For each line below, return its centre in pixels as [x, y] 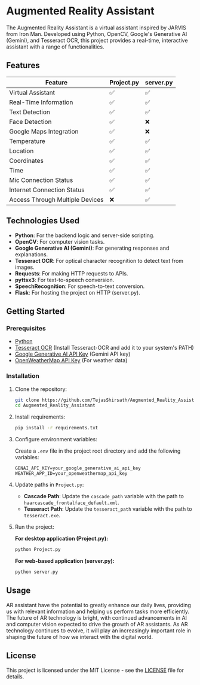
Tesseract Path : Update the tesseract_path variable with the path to [108, 509]
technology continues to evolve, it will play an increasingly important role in [99, 631]
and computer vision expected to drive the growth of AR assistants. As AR [97, 624]
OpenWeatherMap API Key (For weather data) [71, 360]
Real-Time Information [41, 102]
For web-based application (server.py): [64, 561]
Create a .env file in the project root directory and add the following [98, 451]
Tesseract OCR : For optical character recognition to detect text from [99, 260]
